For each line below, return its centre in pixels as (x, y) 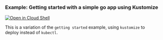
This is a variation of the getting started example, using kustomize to (75, 27)
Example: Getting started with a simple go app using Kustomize (82, 7)
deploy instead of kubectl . (31, 33)
